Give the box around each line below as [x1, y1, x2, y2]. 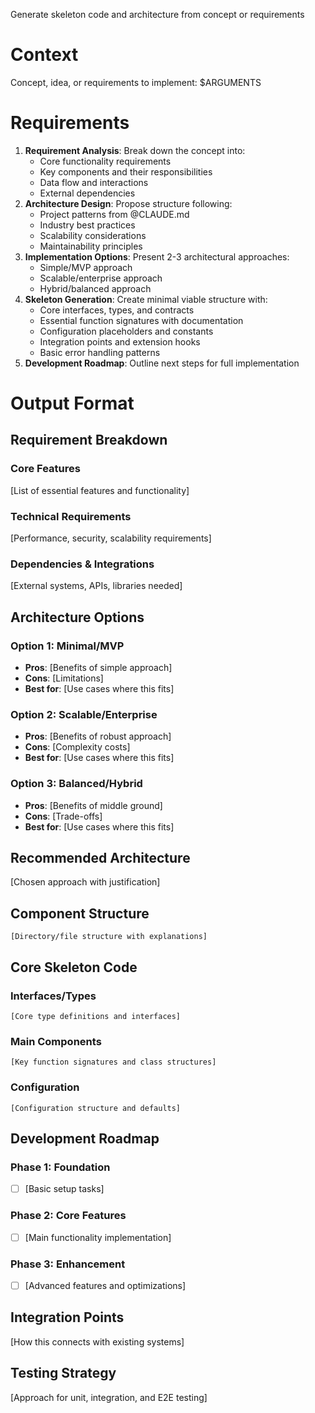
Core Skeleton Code [10, 959, 138, 976]
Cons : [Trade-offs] [24, 810, 103, 822]
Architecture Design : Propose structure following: [24, 197, 233, 209]
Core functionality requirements [39, 155, 172, 167]
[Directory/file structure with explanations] [10, 932, 208, 942]
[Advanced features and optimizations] [24, 1279, 187, 1291]
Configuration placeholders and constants [39, 325, 214, 337]
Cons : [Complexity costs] [24, 741, 131, 753]
